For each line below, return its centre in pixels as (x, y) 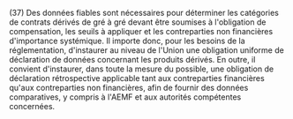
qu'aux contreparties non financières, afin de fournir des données (129, 88)
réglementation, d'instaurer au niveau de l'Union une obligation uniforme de (146, 50)
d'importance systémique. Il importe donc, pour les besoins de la (127, 41)
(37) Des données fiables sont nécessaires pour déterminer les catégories (144, 13)
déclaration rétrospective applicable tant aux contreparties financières (137, 78)
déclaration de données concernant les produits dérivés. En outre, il (132, 59)
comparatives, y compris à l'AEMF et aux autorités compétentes (125, 97)
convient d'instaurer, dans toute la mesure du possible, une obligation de (142, 69)
